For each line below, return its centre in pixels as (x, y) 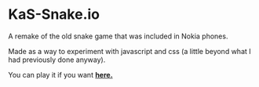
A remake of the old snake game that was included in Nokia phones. (118, 36)
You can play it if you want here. (60, 74)
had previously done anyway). (57, 60)
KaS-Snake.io (54, 14)
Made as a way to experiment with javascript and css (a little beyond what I (129, 51)
